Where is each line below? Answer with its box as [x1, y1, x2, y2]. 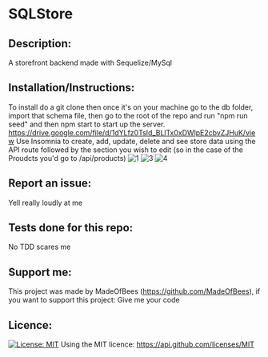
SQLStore [8, 5, 74, 23]
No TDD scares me [8, 242, 71, 252]
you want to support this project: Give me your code [8, 295, 180, 305]
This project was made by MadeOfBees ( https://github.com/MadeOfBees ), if [8, 287, 261, 296]
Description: [8, 37, 72, 50]
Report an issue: [8, 177, 92, 191]
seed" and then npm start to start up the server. [8, 119, 166, 129]
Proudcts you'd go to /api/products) [8, 153, 126, 162]
